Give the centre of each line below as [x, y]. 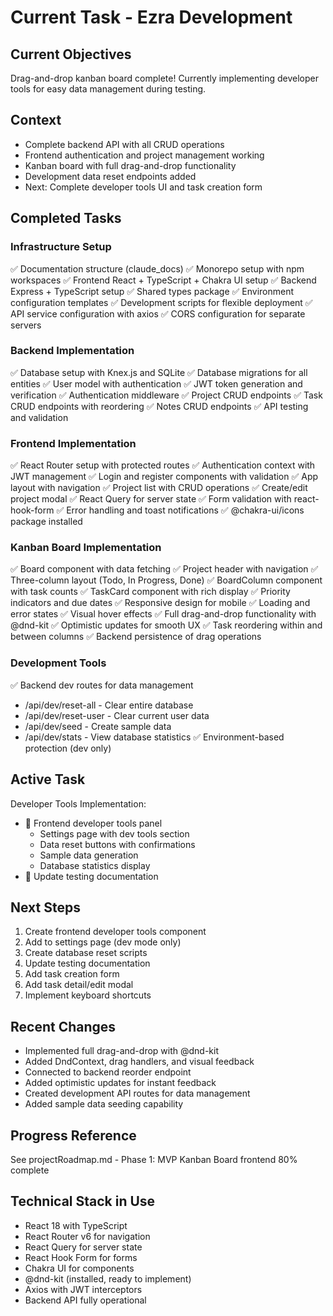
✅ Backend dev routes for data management [102, 685]
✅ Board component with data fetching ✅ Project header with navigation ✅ [164, 569]
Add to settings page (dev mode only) [103, 942]
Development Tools [58, 663]
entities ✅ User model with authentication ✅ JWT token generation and [156, 383]
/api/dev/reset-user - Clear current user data [117, 715]
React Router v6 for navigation [87, 1236]
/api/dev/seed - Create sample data [98, 726]
